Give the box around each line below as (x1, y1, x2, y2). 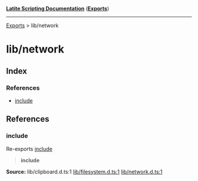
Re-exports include (6, 145, 53, 152)
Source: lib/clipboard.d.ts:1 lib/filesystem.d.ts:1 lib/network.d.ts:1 (6, 168, 163, 175)
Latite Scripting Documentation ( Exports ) (6, 5, 110, 12)
